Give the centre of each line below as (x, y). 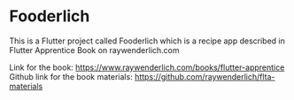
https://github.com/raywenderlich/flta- (205, 76)
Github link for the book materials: (71, 76)
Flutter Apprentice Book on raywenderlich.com (94, 50)
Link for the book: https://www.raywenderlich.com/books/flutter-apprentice (147, 67)
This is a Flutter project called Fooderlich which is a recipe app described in (147, 41)
